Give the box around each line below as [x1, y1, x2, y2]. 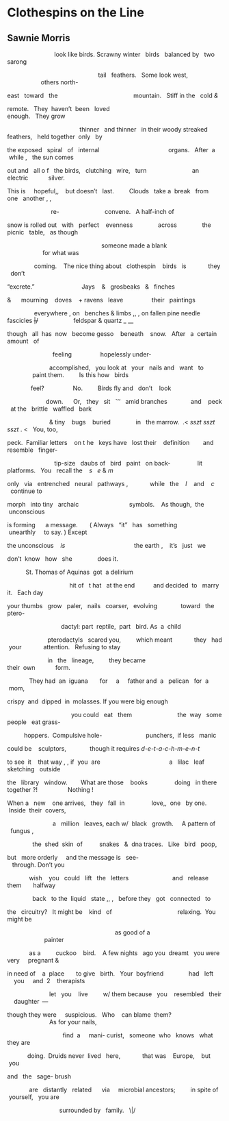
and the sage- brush [7, 1072, 72, 1081]
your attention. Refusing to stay [8, 643, 121, 651]
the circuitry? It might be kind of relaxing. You [7, 908, 217, 916]
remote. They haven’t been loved [7, 105, 111, 112]
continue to [10, 487, 42, 495]
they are [7, 1039, 31, 1046]
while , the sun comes [8, 153, 74, 161]
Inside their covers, [8, 806, 66, 814]
